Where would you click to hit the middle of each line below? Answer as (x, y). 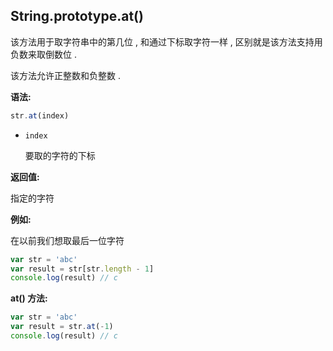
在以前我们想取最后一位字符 (67, 240)
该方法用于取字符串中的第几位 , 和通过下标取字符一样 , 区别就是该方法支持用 (166, 41)
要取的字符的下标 (60, 155)
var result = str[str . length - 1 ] (82, 269)
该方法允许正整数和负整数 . (65, 75)
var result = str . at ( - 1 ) (62, 327)
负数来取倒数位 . (43, 54)
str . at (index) (40, 115)
